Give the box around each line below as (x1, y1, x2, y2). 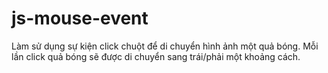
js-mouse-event (11, 7, 149, 30)
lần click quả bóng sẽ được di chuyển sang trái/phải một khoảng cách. (11, 50, 301, 62)
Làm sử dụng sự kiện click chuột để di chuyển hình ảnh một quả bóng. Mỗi (11, 40, 319, 52)
